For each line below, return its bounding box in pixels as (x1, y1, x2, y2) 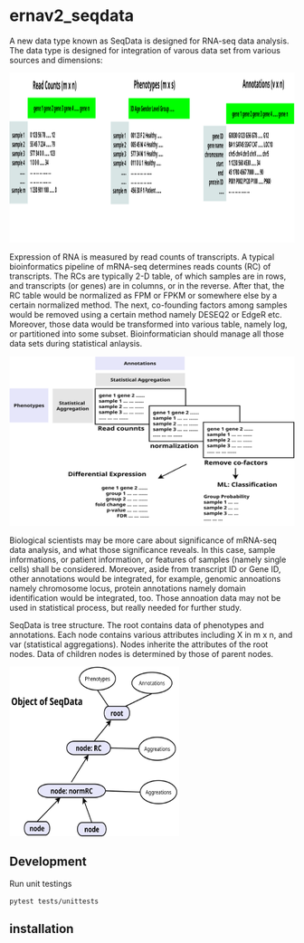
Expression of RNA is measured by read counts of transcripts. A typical (9, 251, 275, 262)
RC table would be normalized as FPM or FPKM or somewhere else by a (9, 290, 278, 300)
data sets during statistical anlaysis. (9, 338, 143, 348)
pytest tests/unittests (9, 897, 100, 906)
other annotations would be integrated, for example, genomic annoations (9, 573, 281, 584)
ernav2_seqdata (9, 5, 134, 26)
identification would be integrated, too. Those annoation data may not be (9, 592, 281, 603)
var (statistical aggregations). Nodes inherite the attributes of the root (9, 639, 269, 650)
